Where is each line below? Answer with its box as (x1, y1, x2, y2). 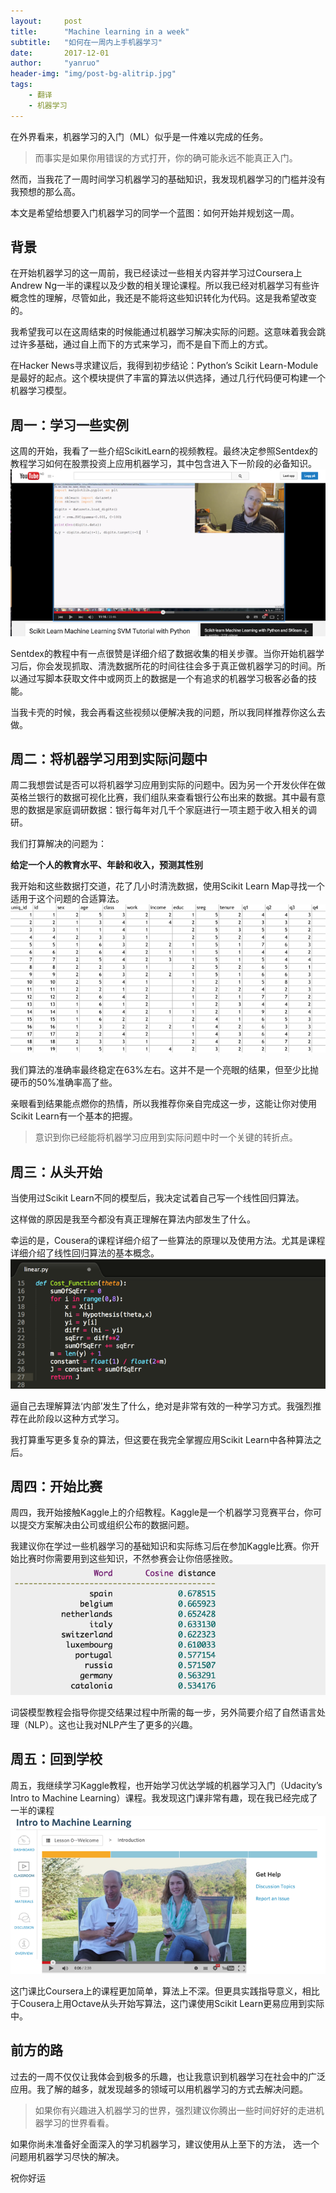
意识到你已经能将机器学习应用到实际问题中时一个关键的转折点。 (34, 1131, 298, 1144)
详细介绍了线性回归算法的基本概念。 (10, 1247, 160, 1259)
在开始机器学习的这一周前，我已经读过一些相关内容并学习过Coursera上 (10, 267, 303, 279)
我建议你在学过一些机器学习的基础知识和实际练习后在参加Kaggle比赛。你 (10, 1540, 311, 1552)
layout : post (10, 16, 83, 26)
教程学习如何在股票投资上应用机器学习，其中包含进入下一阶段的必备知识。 (10, 458, 317, 470)
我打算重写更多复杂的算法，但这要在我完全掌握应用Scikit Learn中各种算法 (10, 1433, 313, 1445)
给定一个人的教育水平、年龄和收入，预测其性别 (10, 859, 203, 871)
